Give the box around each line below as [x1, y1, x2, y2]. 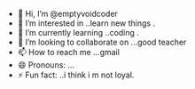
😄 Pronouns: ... [17, 60, 75, 70]
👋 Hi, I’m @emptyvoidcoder [17, 9, 118, 19]
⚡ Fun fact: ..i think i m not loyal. [17, 69, 135, 80]
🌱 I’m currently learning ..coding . [17, 28, 140, 37]
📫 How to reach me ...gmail [17, 47, 120, 57]
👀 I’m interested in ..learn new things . [17, 18, 156, 28]
